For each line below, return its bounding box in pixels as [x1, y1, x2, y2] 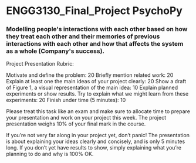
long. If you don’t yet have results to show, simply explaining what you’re [6, 144, 182, 151]
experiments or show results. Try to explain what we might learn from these [6, 90, 189, 97]
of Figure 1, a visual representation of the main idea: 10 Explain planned [6, 84, 178, 91]
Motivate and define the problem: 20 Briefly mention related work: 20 [6, 72, 174, 79]
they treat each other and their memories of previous [6, 32, 160, 40]
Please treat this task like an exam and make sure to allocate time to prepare [6, 108, 191, 115]
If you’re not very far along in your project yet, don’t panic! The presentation [6, 132, 190, 139]
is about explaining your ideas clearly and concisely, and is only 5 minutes [6, 138, 185, 145]
